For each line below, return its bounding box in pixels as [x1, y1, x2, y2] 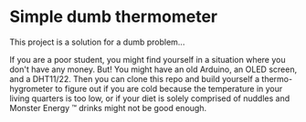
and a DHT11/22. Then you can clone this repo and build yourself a [9, 73, 260, 84]
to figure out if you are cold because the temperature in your [54, 83, 283, 94]
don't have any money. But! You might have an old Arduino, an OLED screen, [9, 64, 298, 75]
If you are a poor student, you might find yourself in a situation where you [9, 54, 286, 65]
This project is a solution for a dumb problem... [9, 36, 185, 47]
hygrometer [9, 83, 53, 94]
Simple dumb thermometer [9, 6, 217, 27]
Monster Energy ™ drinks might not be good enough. [9, 102, 207, 113]
